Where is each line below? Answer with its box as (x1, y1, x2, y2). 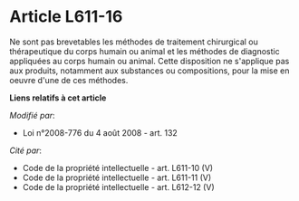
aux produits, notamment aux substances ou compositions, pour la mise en (9, 65, 290, 76)
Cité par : (9, 145, 43, 156)
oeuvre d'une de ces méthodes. (9, 74, 129, 85)
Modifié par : (9, 110, 56, 120)
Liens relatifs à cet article (9, 92, 107, 103)
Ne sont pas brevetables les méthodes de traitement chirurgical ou (9, 36, 258, 47)
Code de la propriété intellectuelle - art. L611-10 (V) (22, 162, 214, 173)
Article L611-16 (9, 6, 123, 27)
